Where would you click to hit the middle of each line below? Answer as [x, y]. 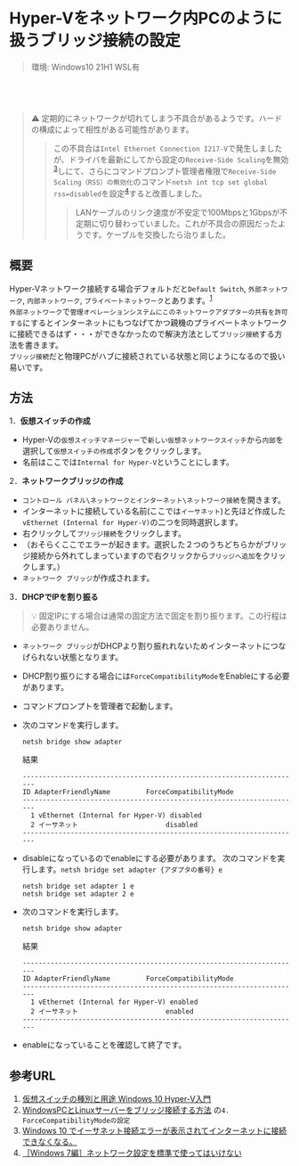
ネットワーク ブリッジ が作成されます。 [88, 578]
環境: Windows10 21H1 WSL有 [85, 67]
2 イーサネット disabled [114, 825]
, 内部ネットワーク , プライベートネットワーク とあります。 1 [117, 300]
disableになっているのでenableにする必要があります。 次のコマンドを [149, 858]
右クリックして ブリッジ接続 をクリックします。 [104, 534]
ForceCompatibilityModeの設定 [76, 1121]
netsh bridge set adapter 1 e [78, 887]
